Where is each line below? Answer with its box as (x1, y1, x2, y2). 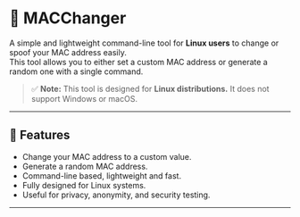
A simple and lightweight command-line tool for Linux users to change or (9, 38, 279, 48)
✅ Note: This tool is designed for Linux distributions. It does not (30, 83, 270, 94)
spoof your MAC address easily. (9, 46, 127, 57)
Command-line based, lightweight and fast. (21, 170, 181, 181)
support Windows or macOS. (30, 93, 138, 104)
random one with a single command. (9, 66, 144, 77)
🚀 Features (9, 128, 71, 143)
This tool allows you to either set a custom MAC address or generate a (9, 56, 268, 67)
